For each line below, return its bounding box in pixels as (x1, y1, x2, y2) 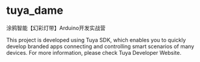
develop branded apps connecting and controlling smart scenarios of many (6, 43, 195, 50)
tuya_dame (6, 4, 64, 17)
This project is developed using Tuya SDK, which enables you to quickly (6, 36, 186, 43)
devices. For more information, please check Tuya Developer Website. (6, 49, 182, 56)
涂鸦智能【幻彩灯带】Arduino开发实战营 (6, 24, 106, 31)
